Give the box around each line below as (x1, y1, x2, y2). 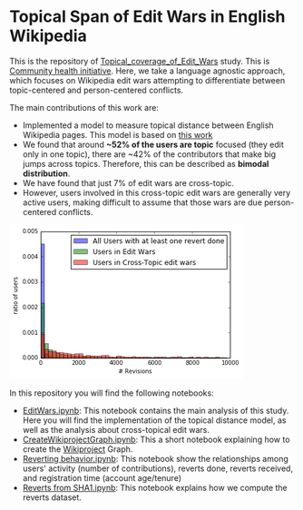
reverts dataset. (22, 492, 82, 503)
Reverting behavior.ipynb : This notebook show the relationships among (22, 453, 288, 464)
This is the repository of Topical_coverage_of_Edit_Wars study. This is (9, 55, 270, 66)
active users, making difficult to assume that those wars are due (22, 197, 263, 208)
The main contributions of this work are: (9, 102, 159, 113)
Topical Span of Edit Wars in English (9, 6, 286, 27)
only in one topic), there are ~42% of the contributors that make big (22, 148, 277, 160)
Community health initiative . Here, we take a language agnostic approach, (9, 65, 286, 76)
